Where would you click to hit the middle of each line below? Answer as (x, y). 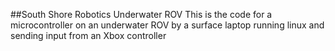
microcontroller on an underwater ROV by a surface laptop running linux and (167, 25)
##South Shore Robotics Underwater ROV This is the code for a (141, 14)
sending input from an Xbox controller (88, 35)
